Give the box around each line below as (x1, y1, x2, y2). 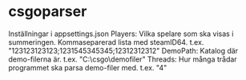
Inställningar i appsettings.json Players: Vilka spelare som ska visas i (8, 29, 234, 38)
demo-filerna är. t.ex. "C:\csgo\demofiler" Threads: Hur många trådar (8, 54, 238, 64)
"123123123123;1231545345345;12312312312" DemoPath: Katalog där (8, 46, 239, 55)
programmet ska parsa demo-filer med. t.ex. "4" (8, 62, 167, 72)
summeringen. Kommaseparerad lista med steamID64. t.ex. (8, 37, 204, 46)
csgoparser (8, 2, 87, 21)
